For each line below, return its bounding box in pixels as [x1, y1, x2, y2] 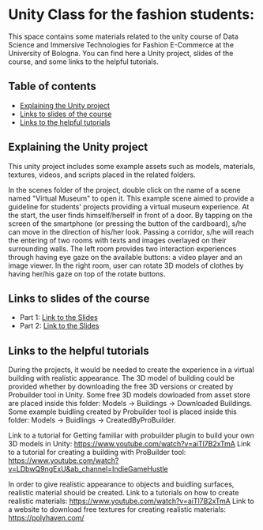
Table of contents [8, 80, 96, 93]
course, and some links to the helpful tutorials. [8, 57, 160, 66]
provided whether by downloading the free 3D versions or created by [8, 382, 234, 392]
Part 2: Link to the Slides [19, 321, 100, 331]
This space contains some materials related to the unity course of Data [8, 32, 239, 41]
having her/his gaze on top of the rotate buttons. [8, 269, 166, 278]
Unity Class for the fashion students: [8, 6, 255, 24]
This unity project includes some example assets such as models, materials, [8, 161, 255, 171]
